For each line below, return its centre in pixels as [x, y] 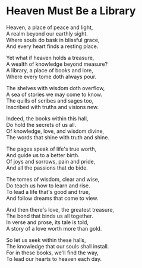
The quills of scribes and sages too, [50, 100]
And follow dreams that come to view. [52, 198]
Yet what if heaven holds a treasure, [50, 58]
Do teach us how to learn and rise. [48, 186]
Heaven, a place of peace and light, [50, 27]
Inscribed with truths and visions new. [53, 107]
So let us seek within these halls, [46, 240]
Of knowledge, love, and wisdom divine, [55, 131]
